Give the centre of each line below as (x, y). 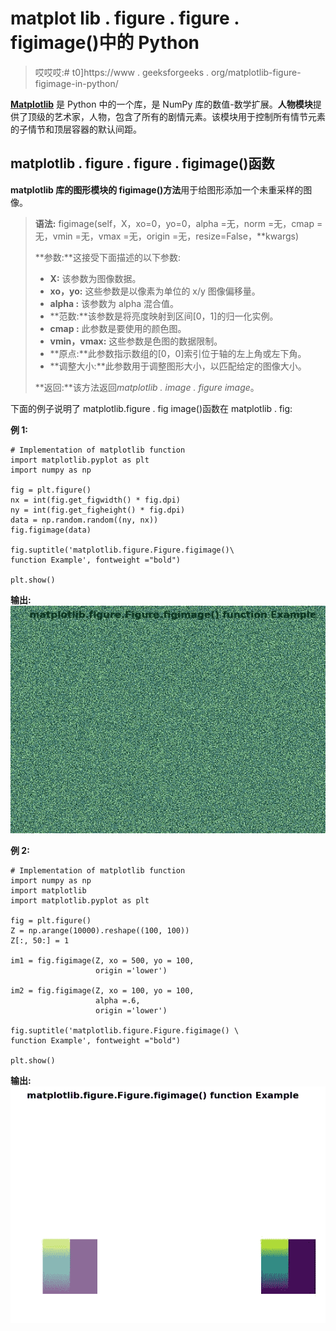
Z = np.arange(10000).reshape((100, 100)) (100, 930)
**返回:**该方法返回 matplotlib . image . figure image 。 (147, 387)
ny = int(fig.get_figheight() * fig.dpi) (98, 510)
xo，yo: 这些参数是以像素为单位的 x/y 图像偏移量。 (155, 291)
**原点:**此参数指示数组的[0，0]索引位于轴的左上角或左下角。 (178, 353)
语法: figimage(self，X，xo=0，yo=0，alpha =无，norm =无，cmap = (178, 223)
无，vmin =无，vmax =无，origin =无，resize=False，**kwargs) (167, 236)
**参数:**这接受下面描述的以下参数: (107, 257)
